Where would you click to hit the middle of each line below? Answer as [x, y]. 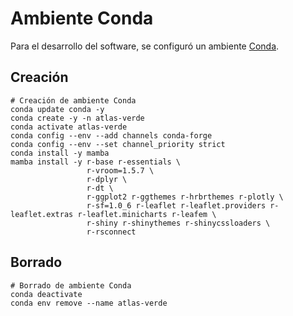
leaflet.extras [42, 214]
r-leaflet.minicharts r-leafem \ [147, 214]
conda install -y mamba [60, 153]
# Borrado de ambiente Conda [71, 285]
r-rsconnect [111, 232]
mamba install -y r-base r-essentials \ [96, 162]
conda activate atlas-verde [69, 127]
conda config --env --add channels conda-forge [111, 135]
